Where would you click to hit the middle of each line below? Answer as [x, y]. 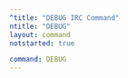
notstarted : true [42, 43]
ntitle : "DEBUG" [40, 26]
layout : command [40, 34]
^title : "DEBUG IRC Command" [64, 18]
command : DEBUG [38, 60]
